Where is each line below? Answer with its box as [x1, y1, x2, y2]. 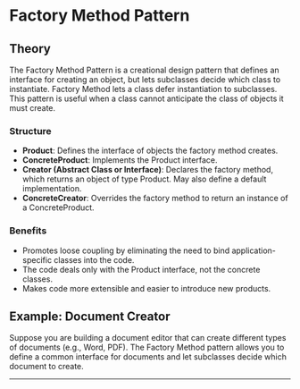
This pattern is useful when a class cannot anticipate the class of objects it [9, 93, 284, 104]
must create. [9, 103, 56, 113]
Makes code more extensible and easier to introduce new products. [21, 283, 271, 293]
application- [231, 245, 277, 256]
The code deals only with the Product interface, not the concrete [21, 264, 261, 275]
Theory [9, 41, 52, 56]
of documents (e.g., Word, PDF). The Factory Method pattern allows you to [9, 342, 285, 353]
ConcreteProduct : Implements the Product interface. [21, 155, 218, 165]
